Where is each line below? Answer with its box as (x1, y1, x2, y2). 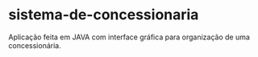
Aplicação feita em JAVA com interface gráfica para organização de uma (8, 32, 250, 42)
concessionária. (8, 40, 62, 50)
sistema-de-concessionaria (8, 6, 199, 24)
